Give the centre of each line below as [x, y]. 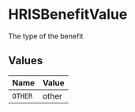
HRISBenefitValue [68, 14]
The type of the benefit [46, 36]
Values [26, 61]
